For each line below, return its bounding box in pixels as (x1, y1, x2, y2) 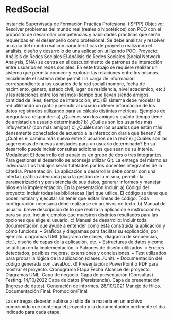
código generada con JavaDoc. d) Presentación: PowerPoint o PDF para (5, 260, 159, 267)
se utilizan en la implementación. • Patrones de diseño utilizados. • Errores (5, 244, 164, 250)
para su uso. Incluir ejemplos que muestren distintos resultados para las (5, 212, 158, 218)
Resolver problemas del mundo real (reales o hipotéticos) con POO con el (5, 26, 161, 32)
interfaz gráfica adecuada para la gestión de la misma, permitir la (5, 173, 144, 179)
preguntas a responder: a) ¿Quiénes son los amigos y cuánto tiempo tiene (5, 113, 162, 119)
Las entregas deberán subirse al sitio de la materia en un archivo (5, 298, 143, 304)
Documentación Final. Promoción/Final (5, 288, 88, 294)
